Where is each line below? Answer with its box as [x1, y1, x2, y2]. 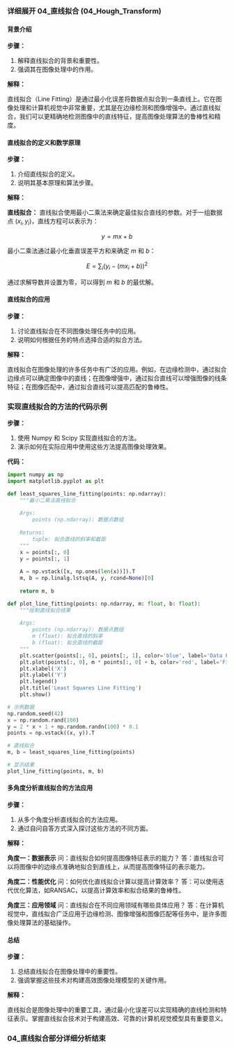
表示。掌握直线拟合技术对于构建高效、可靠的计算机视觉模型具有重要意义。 [13, 1014, 227, 1023]
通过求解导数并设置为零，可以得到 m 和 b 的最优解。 [7, 278, 158, 286]
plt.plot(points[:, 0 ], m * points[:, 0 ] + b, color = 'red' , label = [19, 658, 219, 666]
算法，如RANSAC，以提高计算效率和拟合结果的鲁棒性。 [25, 886, 185, 895]
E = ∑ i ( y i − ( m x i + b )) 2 [86, 260, 148, 271]
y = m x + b [101, 232, 133, 241]
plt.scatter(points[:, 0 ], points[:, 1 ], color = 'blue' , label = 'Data [19, 652, 223, 659]
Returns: [19, 529, 45, 537]
